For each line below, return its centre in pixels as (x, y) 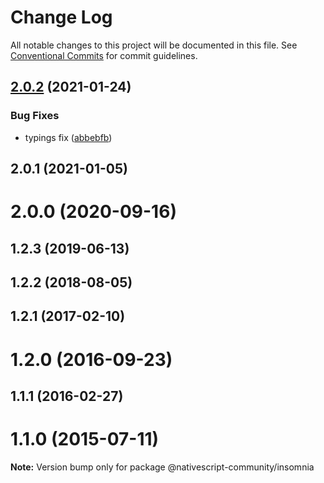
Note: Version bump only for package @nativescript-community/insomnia (162, 467)
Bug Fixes (35, 116)
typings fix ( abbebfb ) (68, 137)
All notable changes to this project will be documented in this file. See (154, 45)
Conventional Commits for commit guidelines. (104, 55)
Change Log (61, 17)
